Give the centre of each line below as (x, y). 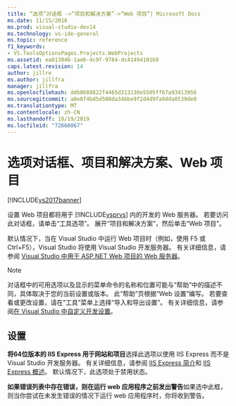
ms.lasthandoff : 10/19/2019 (49, 119)
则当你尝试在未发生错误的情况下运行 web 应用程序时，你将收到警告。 (108, 395)
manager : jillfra (33, 86)
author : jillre (30, 73)
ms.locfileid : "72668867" (45, 125)
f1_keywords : (26, 47)
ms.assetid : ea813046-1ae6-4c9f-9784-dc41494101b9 (83, 60)
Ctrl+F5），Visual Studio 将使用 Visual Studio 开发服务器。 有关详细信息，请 (117, 247)
